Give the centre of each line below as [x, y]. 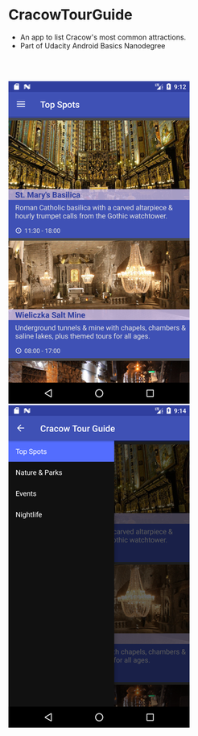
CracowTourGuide [70, 15]
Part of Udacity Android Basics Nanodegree [93, 45]
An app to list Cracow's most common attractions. [103, 37]
